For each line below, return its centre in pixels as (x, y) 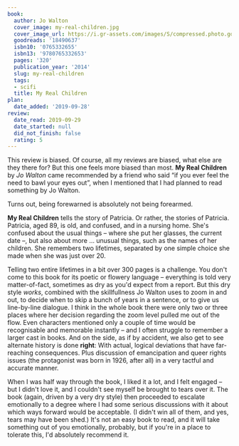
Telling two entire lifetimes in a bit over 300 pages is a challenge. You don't (117, 270)
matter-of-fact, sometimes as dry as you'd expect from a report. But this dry (119, 285)
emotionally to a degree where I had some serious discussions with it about (118, 405)
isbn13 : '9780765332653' (51, 54)
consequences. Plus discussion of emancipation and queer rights (131, 353)
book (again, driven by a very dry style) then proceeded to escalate (106, 397)
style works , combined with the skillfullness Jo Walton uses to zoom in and (117, 292)
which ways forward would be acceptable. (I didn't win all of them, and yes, (118, 412)
